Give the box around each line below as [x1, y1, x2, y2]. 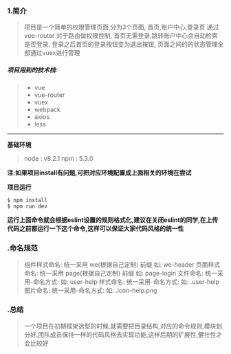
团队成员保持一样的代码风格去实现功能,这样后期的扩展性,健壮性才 [37, 330, 222, 338]
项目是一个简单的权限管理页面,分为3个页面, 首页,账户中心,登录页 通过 [23, 23, 219, 32]
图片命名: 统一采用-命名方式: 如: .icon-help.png [23, 286, 157, 294]
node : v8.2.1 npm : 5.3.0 [23, 155, 93, 163]
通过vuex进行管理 [30, 49, 80, 57]
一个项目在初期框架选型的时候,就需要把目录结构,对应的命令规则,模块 [23, 322, 217, 330]
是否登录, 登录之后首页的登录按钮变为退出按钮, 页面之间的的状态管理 [23, 40, 218, 49]
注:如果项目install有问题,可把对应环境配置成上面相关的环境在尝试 [7, 168, 192, 177]
